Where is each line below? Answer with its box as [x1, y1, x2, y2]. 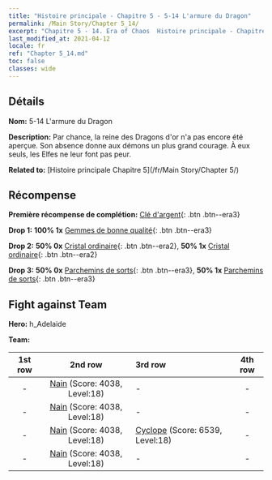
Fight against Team [8, 298, 108, 311]
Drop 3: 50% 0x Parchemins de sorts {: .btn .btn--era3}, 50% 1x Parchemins [8, 265, 264, 276]
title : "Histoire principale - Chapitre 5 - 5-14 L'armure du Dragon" [8, 11, 252, 20]
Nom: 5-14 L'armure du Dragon [8, 116, 113, 126]
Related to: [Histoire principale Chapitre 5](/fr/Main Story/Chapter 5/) [8, 165, 240, 174]
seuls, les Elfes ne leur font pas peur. [8, 149, 132, 159]
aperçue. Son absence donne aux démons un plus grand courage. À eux [8, 140, 251, 150]
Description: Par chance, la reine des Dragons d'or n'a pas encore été [8, 131, 244, 142]
